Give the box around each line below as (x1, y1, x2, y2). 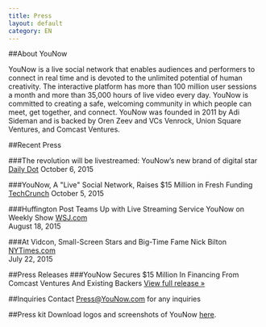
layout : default (8, 19, 63, 27)
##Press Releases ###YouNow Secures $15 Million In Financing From (8, 270, 239, 279)
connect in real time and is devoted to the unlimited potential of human (8, 73, 243, 83)
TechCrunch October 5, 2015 (8, 189, 105, 199)
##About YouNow (8, 49, 68, 59)
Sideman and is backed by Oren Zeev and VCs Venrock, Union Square (8, 116, 242, 126)
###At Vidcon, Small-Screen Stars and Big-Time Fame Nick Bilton (8, 237, 227, 247)
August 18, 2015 (8, 221, 62, 231)
